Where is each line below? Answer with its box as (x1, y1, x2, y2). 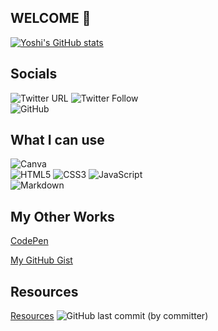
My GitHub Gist (10, 254, 73, 266)
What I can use (10, 132, 105, 149)
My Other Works (10, 208, 115, 225)
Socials (10, 66, 58, 83)
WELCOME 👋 (10, 10, 92, 27)
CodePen (10, 235, 49, 247)
